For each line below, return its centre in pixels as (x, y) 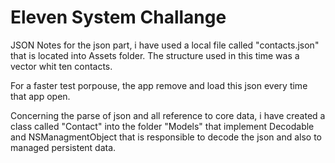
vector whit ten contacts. (61, 66)
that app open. (40, 96)
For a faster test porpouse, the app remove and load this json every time (159, 85)
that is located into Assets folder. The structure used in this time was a (155, 55)
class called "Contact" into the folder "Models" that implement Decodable (162, 126)
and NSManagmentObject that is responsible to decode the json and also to (166, 137)
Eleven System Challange (118, 17)
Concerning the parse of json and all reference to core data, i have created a (168, 115)
